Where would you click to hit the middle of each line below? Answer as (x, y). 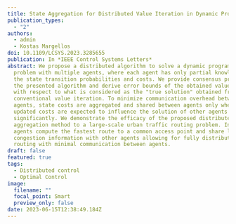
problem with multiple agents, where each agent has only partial (113, 72)
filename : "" (33, 190)
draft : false (26, 151)
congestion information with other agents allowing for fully (106, 138)
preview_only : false (44, 203)
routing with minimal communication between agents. (92, 145)
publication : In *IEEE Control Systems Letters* (80, 60)
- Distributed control (47, 170)
